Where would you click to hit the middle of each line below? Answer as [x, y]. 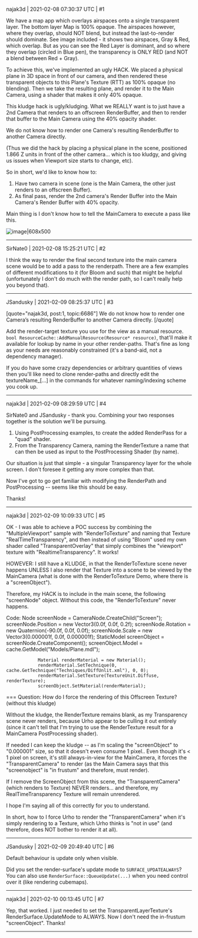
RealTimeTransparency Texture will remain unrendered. [73, 794]
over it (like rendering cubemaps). [47, 882]
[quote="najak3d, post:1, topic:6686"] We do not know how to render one [95, 314]
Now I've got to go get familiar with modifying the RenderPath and [86, 481]
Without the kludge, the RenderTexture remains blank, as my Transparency [97, 715]
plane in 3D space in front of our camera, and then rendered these [87, 76]
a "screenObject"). [29, 582]
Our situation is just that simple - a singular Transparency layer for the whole [99, 463]
